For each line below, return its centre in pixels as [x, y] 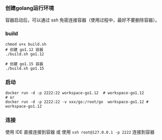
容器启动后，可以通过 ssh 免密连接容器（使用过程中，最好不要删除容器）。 [83, 20]
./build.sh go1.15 [25, 68]
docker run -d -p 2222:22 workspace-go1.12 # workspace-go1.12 [75, 93]
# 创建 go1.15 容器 [24, 64]
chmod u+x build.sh [26, 44]
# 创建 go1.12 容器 [24, 49]
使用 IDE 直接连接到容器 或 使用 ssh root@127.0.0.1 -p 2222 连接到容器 [80, 132]
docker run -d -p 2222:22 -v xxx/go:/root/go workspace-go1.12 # [77, 102]
